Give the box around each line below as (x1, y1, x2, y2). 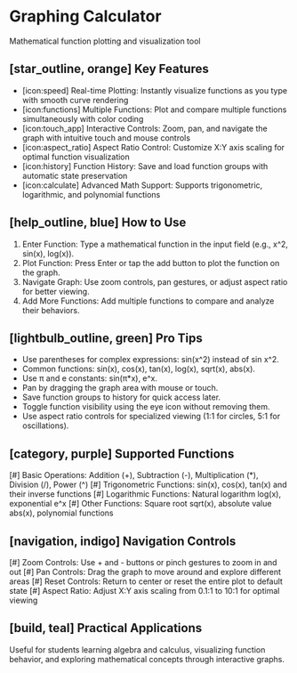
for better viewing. (21, 286, 91, 296)
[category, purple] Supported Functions (9, 446, 235, 461)
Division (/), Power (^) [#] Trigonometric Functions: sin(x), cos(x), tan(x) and (9, 479, 287, 491)
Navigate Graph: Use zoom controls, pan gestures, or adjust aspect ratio (21, 276, 288, 287)
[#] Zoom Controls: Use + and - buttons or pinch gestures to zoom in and (9, 557, 277, 567)
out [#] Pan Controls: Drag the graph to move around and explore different (9, 567, 282, 577)
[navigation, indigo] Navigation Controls (9, 533, 237, 548)
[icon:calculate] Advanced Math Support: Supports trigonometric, (21, 180, 263, 191)
